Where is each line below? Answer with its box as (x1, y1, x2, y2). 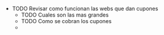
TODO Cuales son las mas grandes (21, 11, 109, 18)
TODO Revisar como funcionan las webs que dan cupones (12, 5, 159, 12)
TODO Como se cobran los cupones (21, 18, 112, 24)
